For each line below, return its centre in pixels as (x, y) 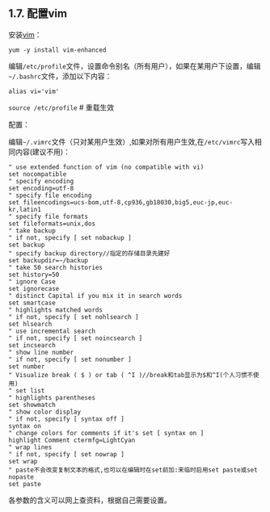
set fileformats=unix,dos (52, 224)
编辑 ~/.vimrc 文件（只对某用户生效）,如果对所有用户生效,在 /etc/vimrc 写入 (131, 141)
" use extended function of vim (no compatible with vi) (106, 167)
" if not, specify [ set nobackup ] (70, 237)
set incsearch (32, 345)
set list (30, 390)
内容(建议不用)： (43, 152)
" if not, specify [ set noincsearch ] (76, 338)
